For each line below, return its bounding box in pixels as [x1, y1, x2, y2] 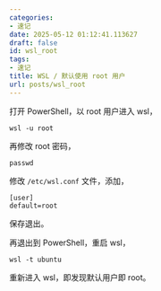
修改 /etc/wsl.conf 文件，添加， [9, 175, 129, 186]
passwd [9, 158, 34, 167]
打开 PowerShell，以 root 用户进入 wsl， [9, 105, 158, 117]
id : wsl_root [9, 47, 58, 56]
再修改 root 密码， [9, 140, 76, 151]
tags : [9, 55, 30, 64]
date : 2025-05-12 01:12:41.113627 [9, 30, 139, 39]
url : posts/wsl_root [9, 80, 87, 89]
